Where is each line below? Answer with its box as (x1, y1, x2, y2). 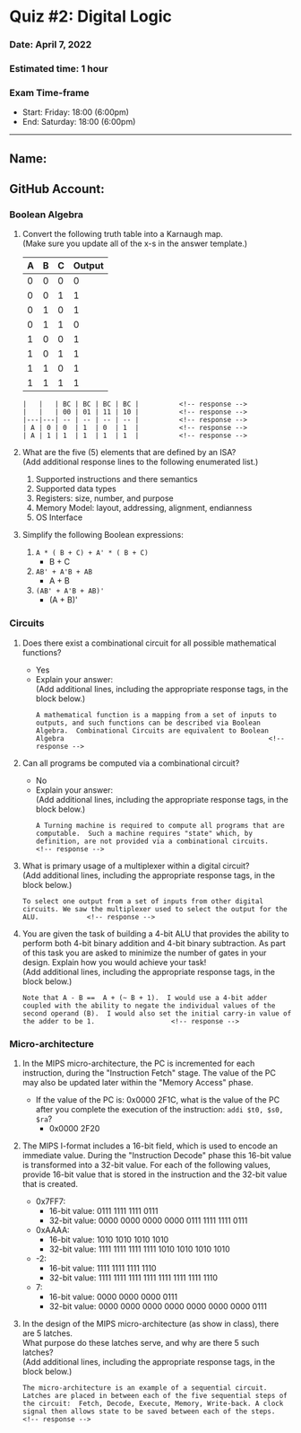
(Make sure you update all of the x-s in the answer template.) (21, 238, 248, 249)
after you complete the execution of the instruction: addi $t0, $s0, (35, 1104, 284, 1114)
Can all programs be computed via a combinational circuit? (21, 757, 240, 769)
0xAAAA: (35, 1225, 70, 1235)
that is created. (21, 1179, 79, 1189)
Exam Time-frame (9, 86, 90, 99)
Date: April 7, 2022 (9, 39, 92, 51)
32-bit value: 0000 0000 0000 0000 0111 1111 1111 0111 (48, 1215, 248, 1226)
